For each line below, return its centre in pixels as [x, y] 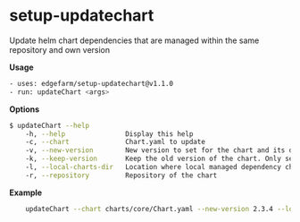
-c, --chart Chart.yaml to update [115, 142]
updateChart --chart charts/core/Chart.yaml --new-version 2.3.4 [150, 209]
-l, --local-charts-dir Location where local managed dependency [153, 167]
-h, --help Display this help [109, 134]
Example [26, 192]
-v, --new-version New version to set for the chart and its [155, 150]
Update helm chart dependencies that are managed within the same [134, 40]
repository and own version [60, 49]
